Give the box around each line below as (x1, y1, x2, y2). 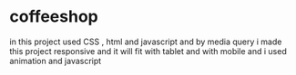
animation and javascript (9, 55, 102, 66)
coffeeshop (9, 6, 98, 27)
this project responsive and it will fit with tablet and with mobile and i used (9, 45, 287, 56)
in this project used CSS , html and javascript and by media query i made (9, 36, 282, 47)
